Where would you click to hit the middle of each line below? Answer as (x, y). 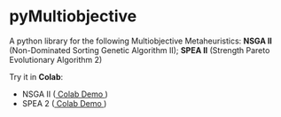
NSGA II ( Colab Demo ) (65, 94)
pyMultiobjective (73, 16)
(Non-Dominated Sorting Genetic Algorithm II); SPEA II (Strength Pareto (140, 50)
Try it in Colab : (36, 76)
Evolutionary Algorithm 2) (56, 59)
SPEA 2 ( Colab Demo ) (64, 103)
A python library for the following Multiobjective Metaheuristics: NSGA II (141, 41)
